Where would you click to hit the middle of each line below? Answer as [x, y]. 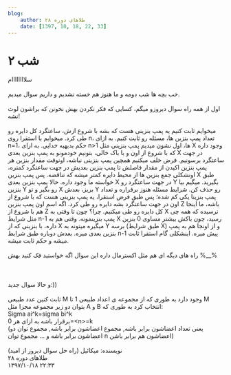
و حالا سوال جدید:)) [32, 285]
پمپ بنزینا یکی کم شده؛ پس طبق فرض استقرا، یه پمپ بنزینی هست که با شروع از [112, 196]
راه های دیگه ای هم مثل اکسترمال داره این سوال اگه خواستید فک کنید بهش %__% [113, 255]
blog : [15, 13]
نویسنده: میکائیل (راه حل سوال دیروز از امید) [65, 351]
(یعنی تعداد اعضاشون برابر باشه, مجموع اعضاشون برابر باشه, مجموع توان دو [106, 329]
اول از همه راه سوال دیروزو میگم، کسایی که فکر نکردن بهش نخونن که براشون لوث [114, 109]
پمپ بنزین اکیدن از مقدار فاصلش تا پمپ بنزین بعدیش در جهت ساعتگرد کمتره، [108, 168]
